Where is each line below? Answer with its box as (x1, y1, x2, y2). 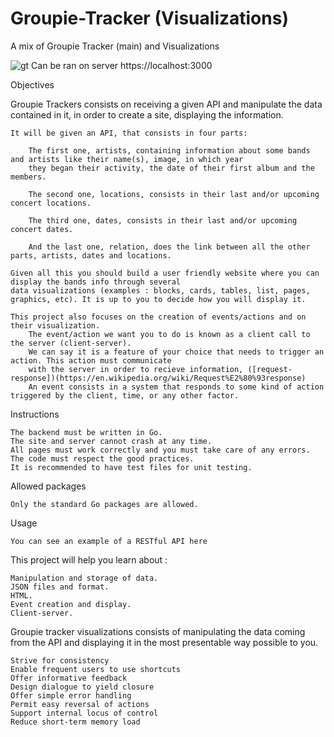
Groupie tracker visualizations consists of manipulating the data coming (10, 625, 306, 637)
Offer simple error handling (10, 690, 132, 701)
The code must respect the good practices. (10, 453, 195, 464)
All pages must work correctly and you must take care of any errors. (10, 445, 311, 455)
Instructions (10, 408, 60, 420)
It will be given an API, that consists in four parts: (10, 128, 248, 138)
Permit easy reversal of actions (10, 699, 150, 709)
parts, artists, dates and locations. (10, 250, 172, 261)
